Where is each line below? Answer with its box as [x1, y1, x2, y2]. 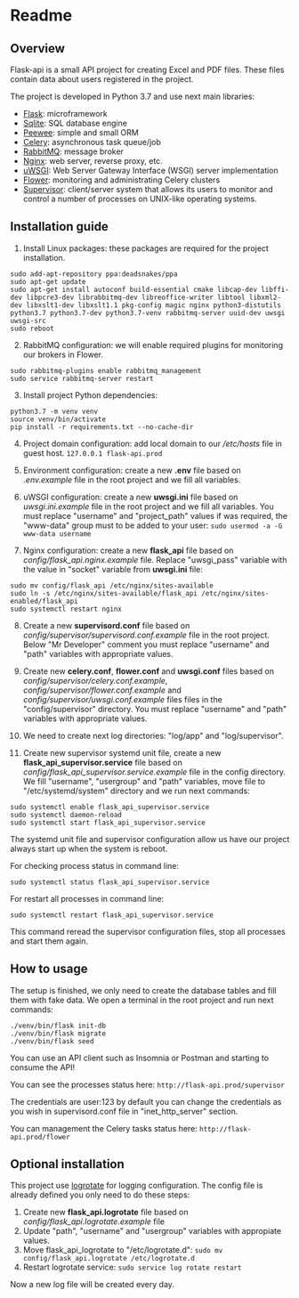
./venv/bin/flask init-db [10, 1021, 106, 1030]
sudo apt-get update [10, 277, 87, 286]
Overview [10, 41, 66, 56]
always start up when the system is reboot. [10, 843, 168, 854]
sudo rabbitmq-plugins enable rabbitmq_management [10, 366, 202, 375]
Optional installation [10, 1156, 125, 1172]
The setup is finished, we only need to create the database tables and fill [10, 985, 277, 995]
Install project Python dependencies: [22, 389, 158, 401]
